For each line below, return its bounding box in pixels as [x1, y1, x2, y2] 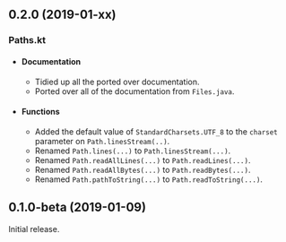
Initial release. [8, 223, 60, 234]
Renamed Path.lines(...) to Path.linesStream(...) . [34, 145, 231, 156]
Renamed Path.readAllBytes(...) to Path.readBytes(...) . [34, 164, 251, 175]
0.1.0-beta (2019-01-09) [8, 200, 147, 215]
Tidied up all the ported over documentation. [34, 76, 200, 87]
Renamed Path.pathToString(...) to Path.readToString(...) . [34, 174, 264, 185]
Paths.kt [8, 34, 47, 47]
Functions [21, 107, 60, 117]
